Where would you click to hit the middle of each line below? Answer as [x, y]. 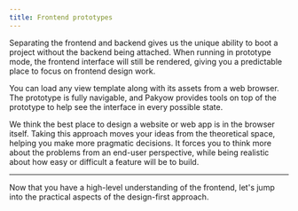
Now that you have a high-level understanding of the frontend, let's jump [142, 187]
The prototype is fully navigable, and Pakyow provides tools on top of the [143, 98]
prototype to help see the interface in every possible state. [116, 106]
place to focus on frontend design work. [82, 71]
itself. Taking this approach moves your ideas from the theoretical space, [142, 133]
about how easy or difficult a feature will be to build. [104, 161]
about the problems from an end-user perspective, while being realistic [139, 152]
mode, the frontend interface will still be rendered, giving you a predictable [145, 61]
